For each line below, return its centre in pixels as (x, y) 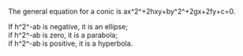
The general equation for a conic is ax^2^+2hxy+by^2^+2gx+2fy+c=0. (122, 11)
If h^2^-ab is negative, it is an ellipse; (68, 26)
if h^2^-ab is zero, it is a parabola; (63, 35)
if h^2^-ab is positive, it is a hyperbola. (71, 43)
